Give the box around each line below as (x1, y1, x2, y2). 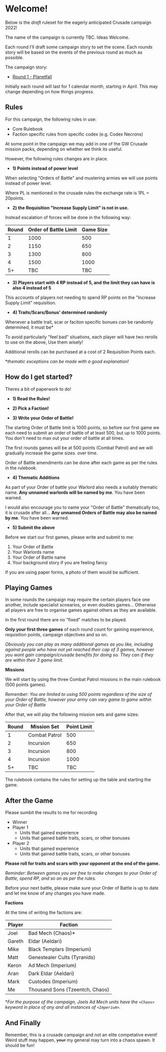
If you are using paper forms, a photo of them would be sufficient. (5, 569, 140, 575)
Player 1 (12, 825, 29, 830)
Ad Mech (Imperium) (28, 962, 77, 969)
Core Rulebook (12, 126, 43, 132)
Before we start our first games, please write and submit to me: (5, 534, 134, 540)
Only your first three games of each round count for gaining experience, (5, 626, 155, 632)
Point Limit (66, 723, 93, 730)
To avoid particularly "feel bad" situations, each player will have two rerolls (5, 334, 158, 340)
